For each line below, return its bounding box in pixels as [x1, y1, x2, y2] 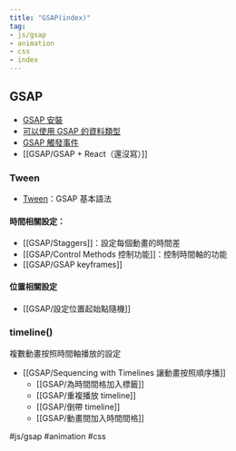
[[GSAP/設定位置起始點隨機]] [22, 303, 132, 314]
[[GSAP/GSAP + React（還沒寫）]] [22, 148, 148, 159]
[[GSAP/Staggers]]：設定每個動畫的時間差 [22, 238, 181, 249]
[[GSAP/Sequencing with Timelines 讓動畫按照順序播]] [22, 367, 226, 377]
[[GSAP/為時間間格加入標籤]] [35, 378, 145, 389]
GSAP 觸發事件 [22, 137, 79, 148]
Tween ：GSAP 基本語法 [22, 193, 112, 204]
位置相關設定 [9, 280, 57, 291]
